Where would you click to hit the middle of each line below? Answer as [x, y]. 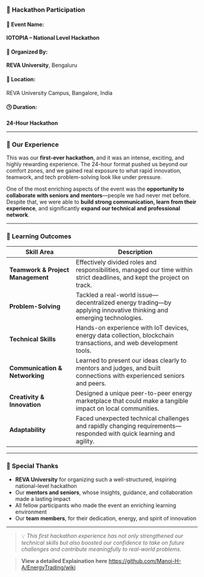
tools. [84, 351]
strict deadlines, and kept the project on [132, 278]
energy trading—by [144, 303]
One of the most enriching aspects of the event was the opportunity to [95, 189]
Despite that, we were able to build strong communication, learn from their [101, 202]
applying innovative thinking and [122, 310]
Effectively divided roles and [116, 263]
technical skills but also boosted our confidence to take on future [103, 542]
